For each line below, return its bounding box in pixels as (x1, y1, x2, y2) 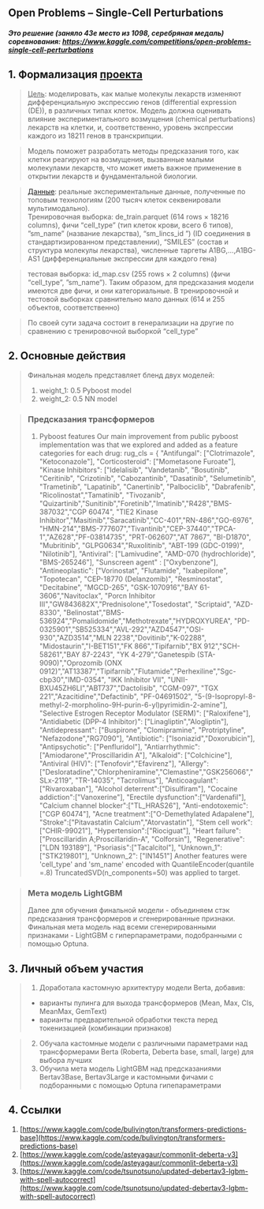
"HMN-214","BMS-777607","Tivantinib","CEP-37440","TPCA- (39, 524, 236, 533)
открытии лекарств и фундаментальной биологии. (27, 171, 199, 181)
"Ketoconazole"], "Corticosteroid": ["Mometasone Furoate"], (39, 456, 236, 466)
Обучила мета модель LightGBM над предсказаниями (39, 1064, 221, 1073)
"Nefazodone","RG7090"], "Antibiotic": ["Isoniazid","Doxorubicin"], (39, 734, 255, 743)
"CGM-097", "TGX (158, 683, 219, 693)
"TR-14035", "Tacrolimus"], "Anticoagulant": (74, 775, 218, 785)
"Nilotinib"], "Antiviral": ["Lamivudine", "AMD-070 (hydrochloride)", (39, 549, 256, 558)
